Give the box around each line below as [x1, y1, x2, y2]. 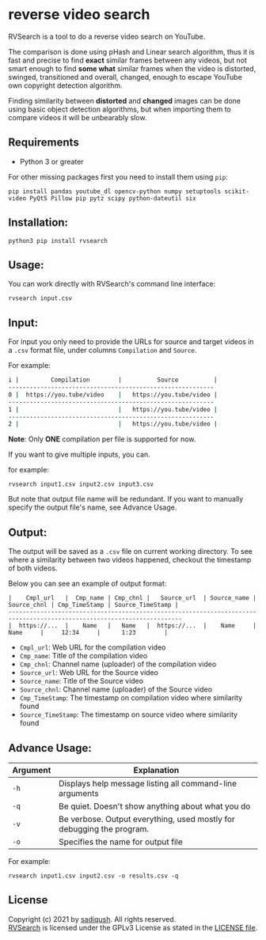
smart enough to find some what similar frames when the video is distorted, [8, 63, 256, 73]
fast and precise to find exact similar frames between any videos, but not [8, 55, 248, 65]
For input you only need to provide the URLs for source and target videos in [8, 337, 255, 347]
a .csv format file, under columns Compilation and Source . [8, 346, 197, 355]
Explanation [133, 764, 180, 775]
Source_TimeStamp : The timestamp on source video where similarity [19, 710, 238, 719]
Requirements [8, 136, 79, 150]
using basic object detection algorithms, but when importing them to [8, 104, 232, 114]
